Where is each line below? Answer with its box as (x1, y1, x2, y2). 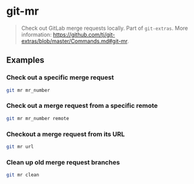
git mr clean (6, 172, 40, 178)
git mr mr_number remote (6, 115, 69, 121)
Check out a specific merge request (6, 73, 114, 82)
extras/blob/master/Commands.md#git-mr (21, 37, 128, 44)
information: (21, 30, 52, 38)
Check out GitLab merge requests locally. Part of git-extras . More (21, 24, 189, 32)
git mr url (6, 143, 34, 150)
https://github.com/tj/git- (52, 30, 116, 38)
